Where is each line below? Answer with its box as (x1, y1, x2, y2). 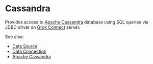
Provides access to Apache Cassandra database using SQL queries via (5, 19, 149, 25)
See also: (5, 34, 24, 40)
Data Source (12, 43, 38, 49)
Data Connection (12, 48, 47, 54)
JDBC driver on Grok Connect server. (5, 24, 80, 30)
